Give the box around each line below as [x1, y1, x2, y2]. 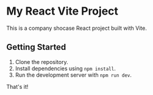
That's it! [6, 83, 29, 90]
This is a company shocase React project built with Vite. [6, 24, 148, 32]
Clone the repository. [15, 58, 68, 65]
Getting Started [6, 42, 66, 52]
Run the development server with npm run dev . [15, 71, 132, 79]
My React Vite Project [6, 4, 119, 18]
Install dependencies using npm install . [15, 65, 116, 72]
